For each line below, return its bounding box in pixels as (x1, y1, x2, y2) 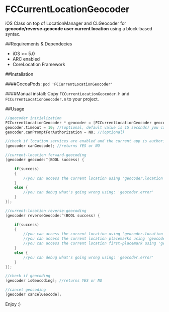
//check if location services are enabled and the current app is (5, 139, 147, 144)
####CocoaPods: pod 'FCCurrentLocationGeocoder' (5, 81, 113, 87)
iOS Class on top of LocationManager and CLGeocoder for (5, 20, 127, 26)
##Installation (5, 71, 34, 77)
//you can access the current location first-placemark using (23, 241, 156, 246)
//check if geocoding (5, 274, 51, 279)
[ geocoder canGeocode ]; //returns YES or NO (5, 143, 100, 148)
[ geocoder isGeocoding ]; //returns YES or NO (5, 278, 102, 283)
